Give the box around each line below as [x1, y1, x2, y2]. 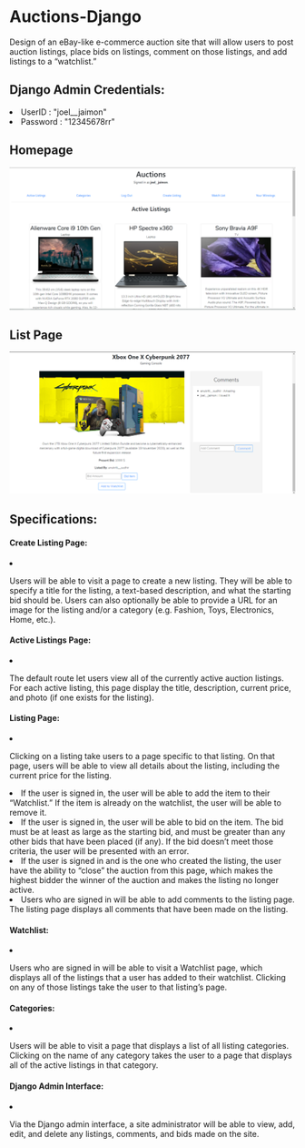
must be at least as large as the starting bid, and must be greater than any [9, 826, 286, 837]
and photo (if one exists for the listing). [9, 692, 154, 703]
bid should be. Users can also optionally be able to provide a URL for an [9, 594, 278, 605]
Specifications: [9, 512, 98, 527]
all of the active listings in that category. [9, 1060, 159, 1071]
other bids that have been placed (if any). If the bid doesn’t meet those [9, 836, 274, 847]
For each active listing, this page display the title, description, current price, [9, 682, 292, 693]
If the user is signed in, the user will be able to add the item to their [21, 787, 271, 798]
